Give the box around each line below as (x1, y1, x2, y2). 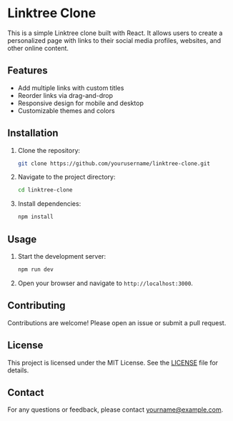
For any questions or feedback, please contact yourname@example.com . (7, 405, 224, 414)
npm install (17, 213, 54, 221)
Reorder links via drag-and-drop (17, 91, 113, 99)
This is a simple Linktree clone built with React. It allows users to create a (7, 29, 223, 37)
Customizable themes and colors (17, 106, 116, 115)
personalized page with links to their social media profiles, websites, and (7, 36, 222, 44)
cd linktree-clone (17, 187, 73, 194)
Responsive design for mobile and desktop (17, 99, 144, 107)
